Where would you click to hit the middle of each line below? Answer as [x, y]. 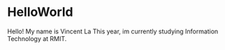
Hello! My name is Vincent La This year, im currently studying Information [113, 31]
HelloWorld [40, 12]
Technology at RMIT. [37, 38]
